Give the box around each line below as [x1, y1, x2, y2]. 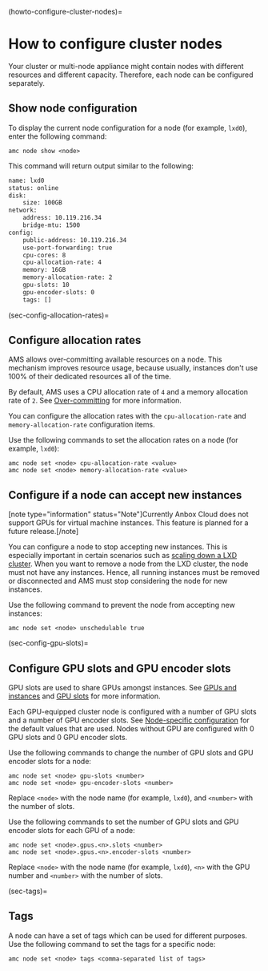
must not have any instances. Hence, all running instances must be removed [8, 568, 260, 577]
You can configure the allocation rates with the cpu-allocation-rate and [8, 411, 246, 421]
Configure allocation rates [8, 334, 142, 347]
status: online [8, 184, 59, 192]
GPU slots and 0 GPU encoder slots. [8, 733, 128, 742]
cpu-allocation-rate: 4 [22, 258, 102, 267]
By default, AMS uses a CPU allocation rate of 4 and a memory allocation [8, 387, 249, 397]
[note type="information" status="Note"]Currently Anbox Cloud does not [8, 509, 249, 520]
